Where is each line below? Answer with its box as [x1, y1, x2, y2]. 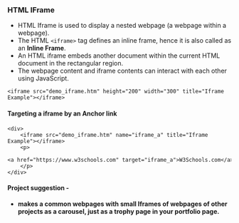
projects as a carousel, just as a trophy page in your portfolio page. [17, 207, 220, 215]
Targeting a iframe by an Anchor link [7, 109, 117, 118]
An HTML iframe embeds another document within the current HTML [17, 51, 221, 60]
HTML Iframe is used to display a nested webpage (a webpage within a [17, 21, 226, 30]
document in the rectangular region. [17, 59, 123, 68]
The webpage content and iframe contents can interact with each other [17, 66, 228, 76]
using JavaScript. [17, 74, 69, 83]
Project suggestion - [7, 184, 70, 192]
